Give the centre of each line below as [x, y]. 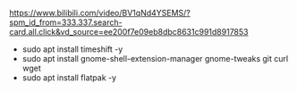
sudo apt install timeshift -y [72, 49]
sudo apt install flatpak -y [69, 78]
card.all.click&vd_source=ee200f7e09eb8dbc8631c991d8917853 [129, 32]
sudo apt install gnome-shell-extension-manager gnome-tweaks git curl [155, 59]
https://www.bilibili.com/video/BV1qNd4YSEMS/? [100, 13]
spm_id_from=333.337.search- [66, 22]
